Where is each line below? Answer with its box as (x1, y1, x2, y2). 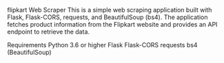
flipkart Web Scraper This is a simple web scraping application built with (7, 6, 212, 14)
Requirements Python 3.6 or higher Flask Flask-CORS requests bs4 (7, 41, 198, 49)
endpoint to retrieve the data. (7, 27, 90, 36)
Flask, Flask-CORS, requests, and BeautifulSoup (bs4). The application (7, 13, 208, 21)
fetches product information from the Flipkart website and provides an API (7, 21, 218, 28)
